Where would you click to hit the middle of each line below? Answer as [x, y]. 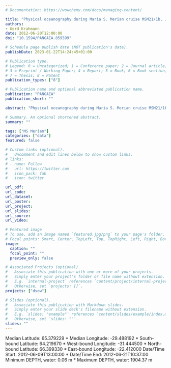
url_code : [16, 192]
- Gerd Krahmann [22, 29]
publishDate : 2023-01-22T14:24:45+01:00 [49, 52]
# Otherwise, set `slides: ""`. [42, 319]
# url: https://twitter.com [37, 168]
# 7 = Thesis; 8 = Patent [33, 75]
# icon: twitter [25, 178]
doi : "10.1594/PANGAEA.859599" [38, 38]
